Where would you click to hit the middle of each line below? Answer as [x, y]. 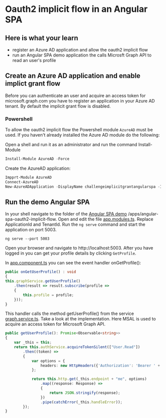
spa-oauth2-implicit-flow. [31, 219]
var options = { [48, 361]
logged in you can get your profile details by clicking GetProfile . [71, 253]
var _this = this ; [33, 343]
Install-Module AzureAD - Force [37, 159]
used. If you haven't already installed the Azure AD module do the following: [83, 135]
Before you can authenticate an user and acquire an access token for [75, 96]
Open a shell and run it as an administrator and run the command [71, 145]
